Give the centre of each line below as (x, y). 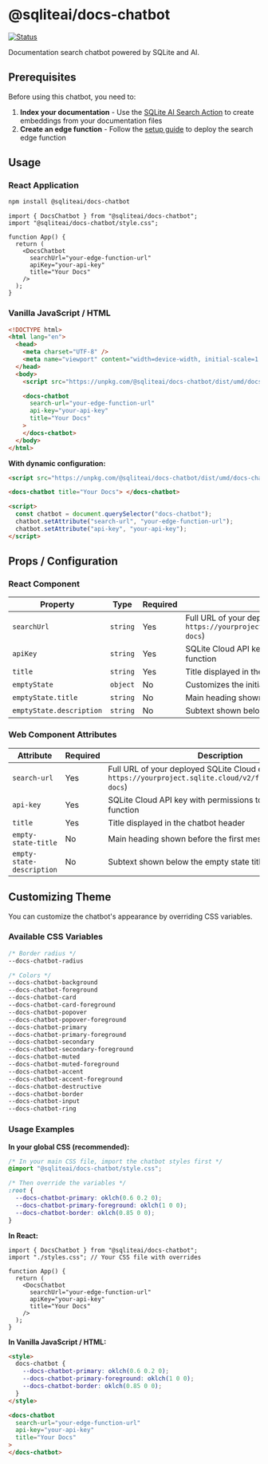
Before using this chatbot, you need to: (72, 97)
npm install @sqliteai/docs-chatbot (69, 202)
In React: (23, 1236)
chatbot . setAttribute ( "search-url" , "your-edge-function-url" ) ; (124, 522)
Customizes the (215, 685)
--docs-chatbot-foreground (53, 990)
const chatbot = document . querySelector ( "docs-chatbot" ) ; (114, 514)
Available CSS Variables (56, 937)
